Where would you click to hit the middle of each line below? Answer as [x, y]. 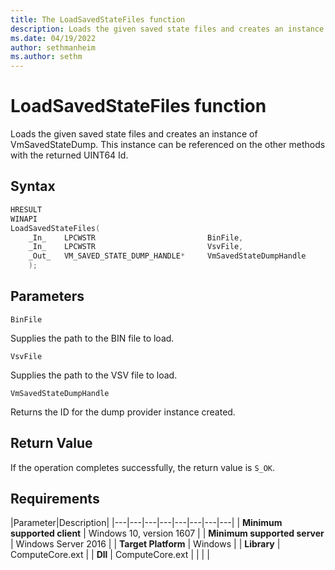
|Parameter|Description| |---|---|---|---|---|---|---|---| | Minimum [146, 523]
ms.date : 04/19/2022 [53, 38]
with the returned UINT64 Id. [69, 155]
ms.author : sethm [46, 57]
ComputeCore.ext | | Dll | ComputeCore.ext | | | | [110, 555]
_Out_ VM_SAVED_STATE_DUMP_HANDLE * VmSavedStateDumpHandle [167, 256]
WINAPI [24, 219]
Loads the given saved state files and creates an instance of [134, 134]
